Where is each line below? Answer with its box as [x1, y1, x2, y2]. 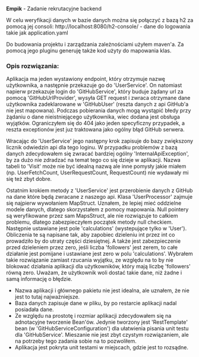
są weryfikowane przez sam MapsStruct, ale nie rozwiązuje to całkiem [6, 212, 178, 220]
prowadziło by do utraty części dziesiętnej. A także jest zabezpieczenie [6, 237, 181, 245]
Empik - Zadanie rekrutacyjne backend [6, 5, 102, 12]
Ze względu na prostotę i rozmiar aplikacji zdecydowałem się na [14, 312, 172, 320]
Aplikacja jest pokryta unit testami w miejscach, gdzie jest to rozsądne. [14, 344, 189, 351]
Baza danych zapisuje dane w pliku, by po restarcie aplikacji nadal [14, 300, 177, 307]
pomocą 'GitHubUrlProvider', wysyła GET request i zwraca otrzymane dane [6, 95, 191, 102]
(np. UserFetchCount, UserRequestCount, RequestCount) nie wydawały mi [6, 169, 189, 176]
